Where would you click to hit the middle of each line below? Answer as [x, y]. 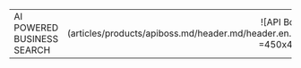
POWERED [36, 28]
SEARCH [32, 50]
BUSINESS [36, 39]
